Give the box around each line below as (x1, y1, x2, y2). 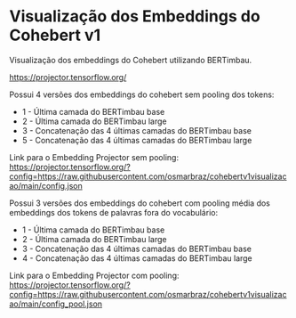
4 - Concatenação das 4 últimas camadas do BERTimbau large (21, 252, 253, 264)
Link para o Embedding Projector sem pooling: (9, 151, 180, 162)
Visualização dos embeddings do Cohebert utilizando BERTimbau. (9, 54, 252, 65)
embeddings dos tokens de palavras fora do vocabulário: (9, 207, 219, 217)
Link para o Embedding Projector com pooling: (9, 270, 180, 281)
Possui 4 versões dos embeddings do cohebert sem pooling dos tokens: (9, 89, 275, 100)
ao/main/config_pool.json (9, 298, 103, 309)
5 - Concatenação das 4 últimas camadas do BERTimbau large (21, 135, 252, 145)
